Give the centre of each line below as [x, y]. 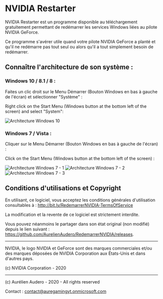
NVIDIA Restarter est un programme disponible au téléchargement [71, 22]
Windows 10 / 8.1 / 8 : [30, 81]
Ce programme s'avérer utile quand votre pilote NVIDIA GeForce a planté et [80, 41]
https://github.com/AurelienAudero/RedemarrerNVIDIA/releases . [70, 234]
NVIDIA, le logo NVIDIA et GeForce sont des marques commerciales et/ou [79, 248]
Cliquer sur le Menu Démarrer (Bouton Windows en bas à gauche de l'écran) [82, 144]
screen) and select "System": [34, 111]
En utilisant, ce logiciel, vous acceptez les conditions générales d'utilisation [80, 200]
